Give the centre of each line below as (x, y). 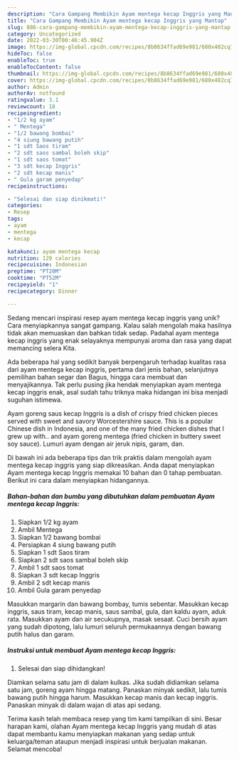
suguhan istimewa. (35, 399)
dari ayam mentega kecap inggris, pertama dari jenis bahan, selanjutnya (113, 369)
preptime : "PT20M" (34, 271)
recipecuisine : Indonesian (47, 265)
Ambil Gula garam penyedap (59, 590)
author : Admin (28, 87)
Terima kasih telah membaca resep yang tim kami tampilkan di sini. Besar (115, 718)
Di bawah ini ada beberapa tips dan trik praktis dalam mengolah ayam (110, 457)
